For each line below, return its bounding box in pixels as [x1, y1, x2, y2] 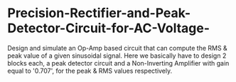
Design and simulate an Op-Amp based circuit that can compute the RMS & [7, 43, 227, 52]
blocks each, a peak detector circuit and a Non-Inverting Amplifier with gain [7, 58, 230, 67]
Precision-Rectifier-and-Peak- [7, 5, 191, 21]
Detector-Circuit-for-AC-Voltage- [7, 20, 210, 36]
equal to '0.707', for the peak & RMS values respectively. [7, 66, 173, 75]
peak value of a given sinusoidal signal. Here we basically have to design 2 [7, 51, 227, 60]
